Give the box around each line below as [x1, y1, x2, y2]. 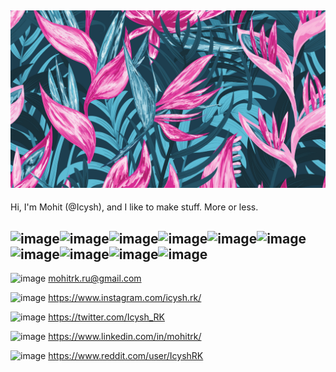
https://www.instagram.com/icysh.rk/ [48, 292, 202, 304]
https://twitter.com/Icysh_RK [48, 311, 165, 323]
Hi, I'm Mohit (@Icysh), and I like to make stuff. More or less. [10, 201, 259, 213]
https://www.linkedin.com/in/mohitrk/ [48, 331, 202, 343]
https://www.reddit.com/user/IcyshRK [48, 350, 204, 362]
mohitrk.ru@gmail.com [48, 272, 142, 285]
